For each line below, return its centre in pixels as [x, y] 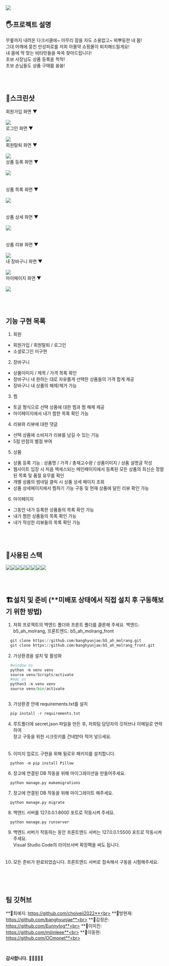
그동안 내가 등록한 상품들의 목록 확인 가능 [53, 510]
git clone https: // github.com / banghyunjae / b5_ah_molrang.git [76, 641]
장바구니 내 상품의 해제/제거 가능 [45, 386]
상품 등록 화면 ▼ [22, 162]
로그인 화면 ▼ [19, 128]
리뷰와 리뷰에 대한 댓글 [35, 424]
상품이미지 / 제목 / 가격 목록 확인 [45, 373]
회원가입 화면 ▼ [21, 112]
